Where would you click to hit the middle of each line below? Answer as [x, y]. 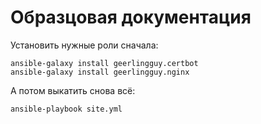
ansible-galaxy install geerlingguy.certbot [104, 63]
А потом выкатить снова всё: [73, 90]
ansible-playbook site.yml [66, 109]
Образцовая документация [131, 17]
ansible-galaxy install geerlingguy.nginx [100, 72]
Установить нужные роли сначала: [84, 45]
